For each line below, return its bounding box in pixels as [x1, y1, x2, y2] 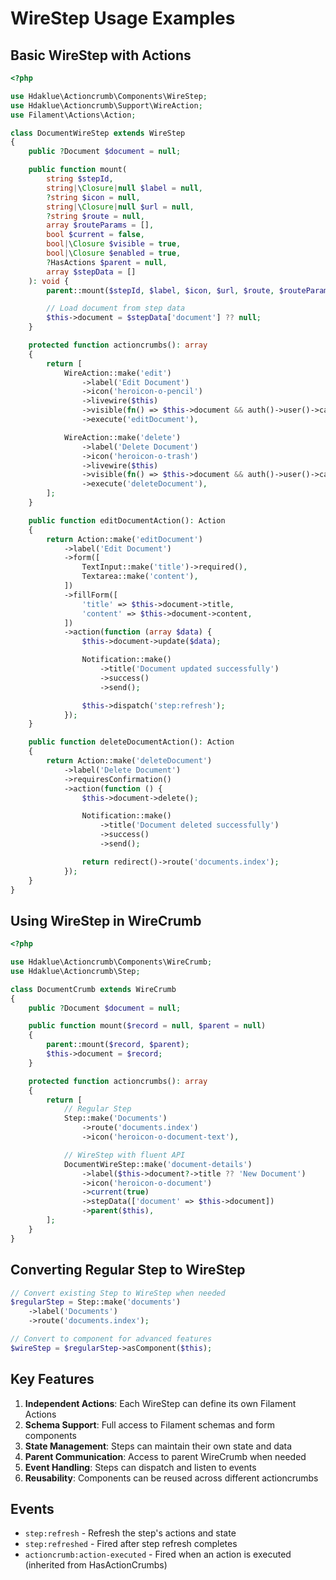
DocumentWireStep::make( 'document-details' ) [63, 1159, 253, 1169]
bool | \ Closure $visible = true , [46, 239, 182, 249]
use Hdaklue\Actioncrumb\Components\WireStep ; [10, 91, 208, 101]
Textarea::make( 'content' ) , [81, 572, 199, 582]
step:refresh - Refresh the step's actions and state [24, 1527, 237, 1539]
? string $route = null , [46, 211, 145, 221]
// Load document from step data [46, 303, 186, 314]
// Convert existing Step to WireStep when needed [10, 1288, 226, 1298]
